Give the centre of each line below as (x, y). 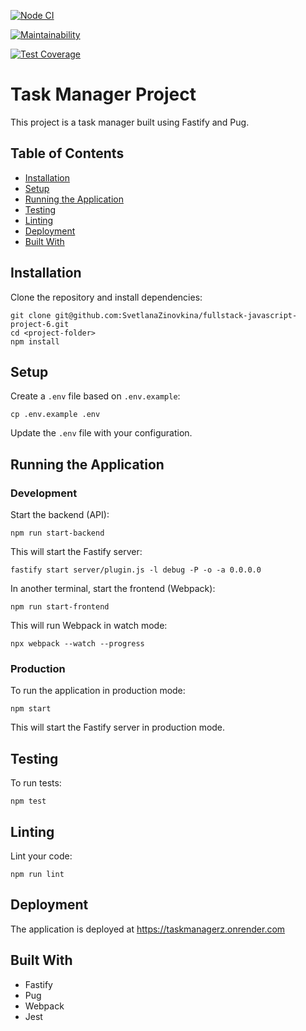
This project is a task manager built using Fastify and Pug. (130, 122)
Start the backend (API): (60, 515)
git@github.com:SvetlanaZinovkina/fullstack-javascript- (176, 315)
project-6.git (40, 324)
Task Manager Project (103, 94)
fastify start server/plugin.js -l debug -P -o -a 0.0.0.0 (136, 570)
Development (44, 493)
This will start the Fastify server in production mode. (118, 727)
